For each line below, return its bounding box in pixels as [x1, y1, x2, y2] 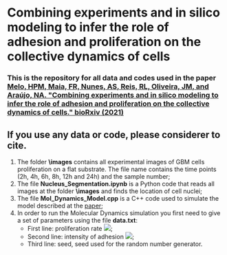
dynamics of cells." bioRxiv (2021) [7, 108, 124, 118]
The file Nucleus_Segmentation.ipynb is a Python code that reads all [17, 179, 215, 188]
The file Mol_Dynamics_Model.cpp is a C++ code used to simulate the [17, 194, 219, 202]
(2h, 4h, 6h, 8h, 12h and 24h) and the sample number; [17, 172, 171, 180]
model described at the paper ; [17, 201, 103, 210]
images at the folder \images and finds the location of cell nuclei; [17, 187, 203, 195]
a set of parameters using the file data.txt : [17, 216, 138, 224]
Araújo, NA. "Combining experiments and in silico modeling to [7, 91, 219, 100]
